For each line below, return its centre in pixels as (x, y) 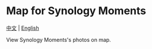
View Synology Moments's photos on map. (58, 40)
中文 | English (23, 28)
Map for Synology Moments (76, 11)
